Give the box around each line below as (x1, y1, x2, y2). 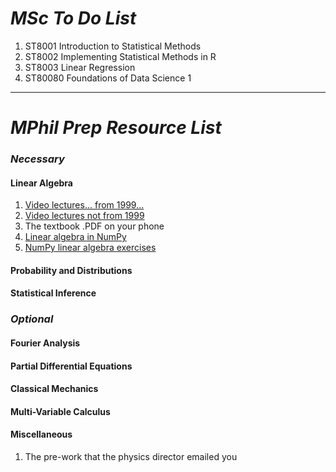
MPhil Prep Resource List (10, 117, 222, 139)
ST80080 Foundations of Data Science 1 (24, 72, 192, 84)
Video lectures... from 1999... (24, 199, 145, 211)
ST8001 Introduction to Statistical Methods (24, 40, 202, 52)
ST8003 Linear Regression (24, 61, 136, 73)
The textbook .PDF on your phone (24, 220, 165, 232)
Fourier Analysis (10, 337, 81, 349)
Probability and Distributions (10, 264, 133, 276)
